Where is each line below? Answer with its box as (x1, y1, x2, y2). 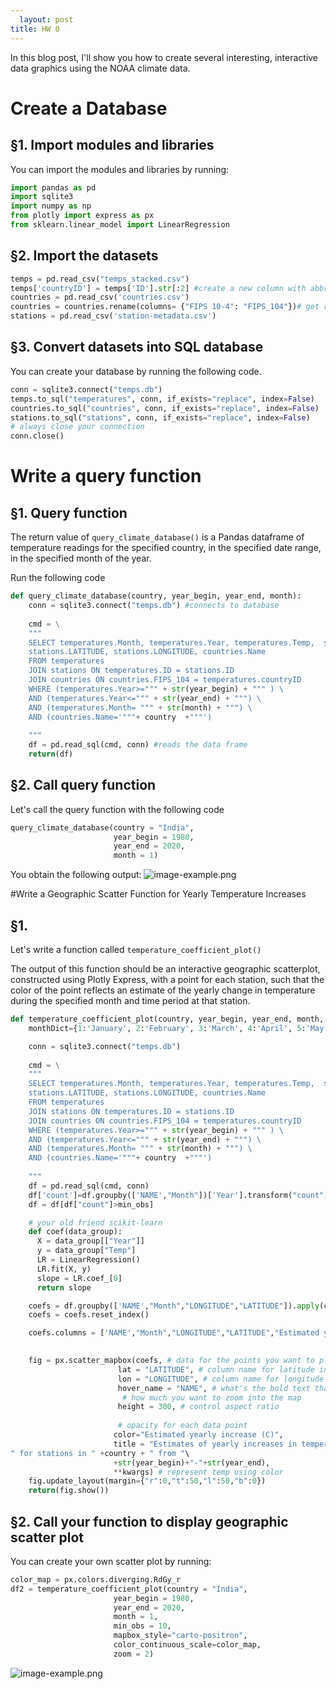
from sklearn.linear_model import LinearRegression (10, 220, 230, 230)
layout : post (19, 14, 74, 25)
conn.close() (10, 431, 65, 441)
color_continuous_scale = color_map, (113, 1640, 262, 1650)
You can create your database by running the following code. (10, 365, 262, 377)
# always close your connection (10, 422, 145, 432)
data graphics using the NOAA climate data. (10, 62, 191, 74)
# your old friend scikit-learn (28, 1217, 163, 1228)
